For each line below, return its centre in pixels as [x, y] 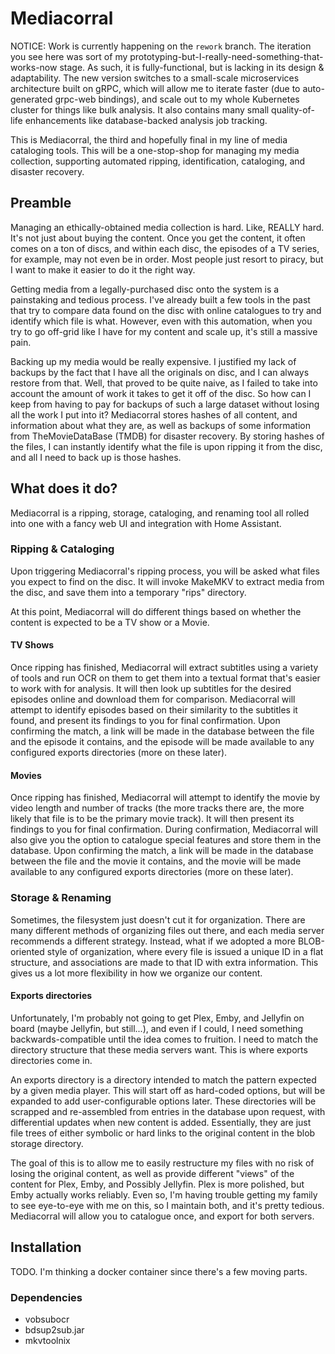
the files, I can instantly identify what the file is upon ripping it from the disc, [166, 446]
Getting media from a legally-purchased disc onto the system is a [145, 289]
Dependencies [46, 1297]
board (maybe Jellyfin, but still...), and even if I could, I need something [157, 1028]
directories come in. [51, 1060]
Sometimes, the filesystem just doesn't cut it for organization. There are [158, 919]
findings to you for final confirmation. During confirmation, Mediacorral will [164, 829]
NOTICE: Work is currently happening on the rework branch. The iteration [161, 46]
